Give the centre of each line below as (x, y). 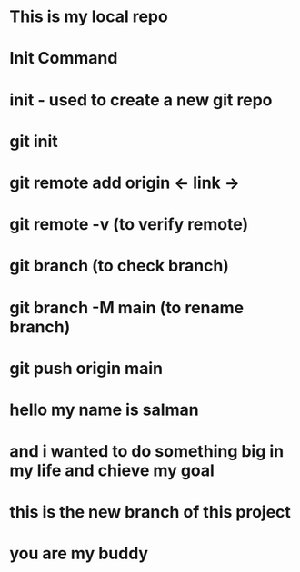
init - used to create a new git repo (141, 99)
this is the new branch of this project (150, 513)
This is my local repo (89, 17)
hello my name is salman (104, 409)
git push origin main (86, 368)
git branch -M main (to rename (126, 307)
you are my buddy (79, 553)
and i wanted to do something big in (147, 452)
